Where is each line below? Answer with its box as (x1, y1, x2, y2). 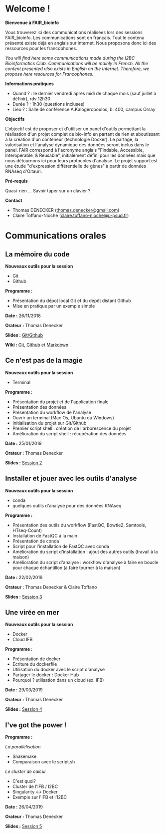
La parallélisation (5, 744, 41, 750)
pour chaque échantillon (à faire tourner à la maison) (12, 565, 121, 571)
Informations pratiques (5, 81, 54, 87)
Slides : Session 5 (5, 823, 42, 829)
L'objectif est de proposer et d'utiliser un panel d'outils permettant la (5, 126, 146, 132)
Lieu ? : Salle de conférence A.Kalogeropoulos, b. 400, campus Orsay (12, 106, 156, 112)
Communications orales (5, 230, 106, 241)
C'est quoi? (12, 778, 36, 784)
